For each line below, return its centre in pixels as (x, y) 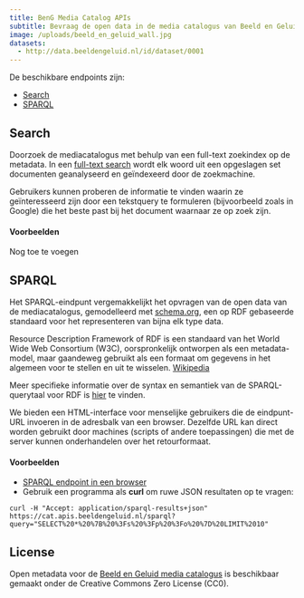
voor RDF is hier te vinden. (96, 394)
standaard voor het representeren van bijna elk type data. (117, 321)
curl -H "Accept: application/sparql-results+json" (109, 508)
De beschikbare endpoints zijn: (67, 77)
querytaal (27, 394)
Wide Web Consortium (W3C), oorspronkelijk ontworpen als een (129, 348)
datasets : (28, 43)
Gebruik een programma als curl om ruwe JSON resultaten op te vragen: (158, 492)
